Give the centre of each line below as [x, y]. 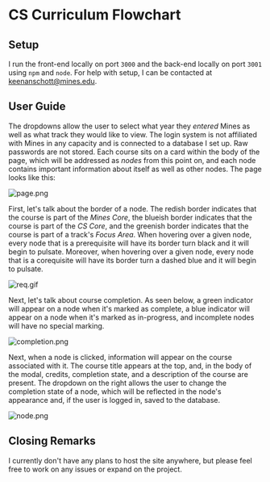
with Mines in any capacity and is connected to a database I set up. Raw [128, 143]
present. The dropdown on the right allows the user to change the [118, 383]
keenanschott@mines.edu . [53, 81]
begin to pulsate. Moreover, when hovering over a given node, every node [131, 251]
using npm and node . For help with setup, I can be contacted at [110, 73]
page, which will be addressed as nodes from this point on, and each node [132, 160]
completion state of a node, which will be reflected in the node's [115, 391]
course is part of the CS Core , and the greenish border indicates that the [129, 226]
